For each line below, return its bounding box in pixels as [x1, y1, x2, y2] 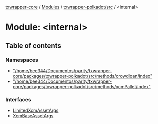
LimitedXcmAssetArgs [12, 107, 59, 114]
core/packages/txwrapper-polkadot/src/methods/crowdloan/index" [12, 73, 152, 79]
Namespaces [5, 56, 39, 63]
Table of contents [5, 41, 61, 50]
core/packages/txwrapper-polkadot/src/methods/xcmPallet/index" [12, 83, 151, 89]
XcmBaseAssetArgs [12, 113, 54, 119]
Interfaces [5, 96, 31, 103]
